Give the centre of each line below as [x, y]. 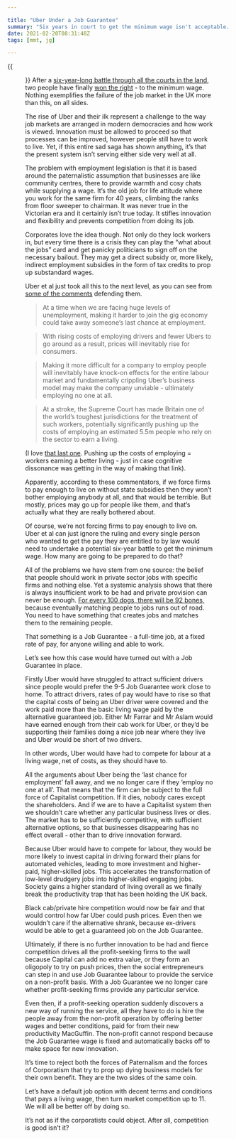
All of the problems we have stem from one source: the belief [114, 570]
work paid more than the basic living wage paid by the [104, 709]
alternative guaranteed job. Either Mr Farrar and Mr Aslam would [119, 717]
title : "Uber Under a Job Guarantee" [63, 20]
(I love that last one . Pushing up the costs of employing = [108, 453]
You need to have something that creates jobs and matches [112, 615]
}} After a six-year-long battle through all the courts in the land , [117, 80]
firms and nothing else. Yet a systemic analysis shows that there [119, 585]
